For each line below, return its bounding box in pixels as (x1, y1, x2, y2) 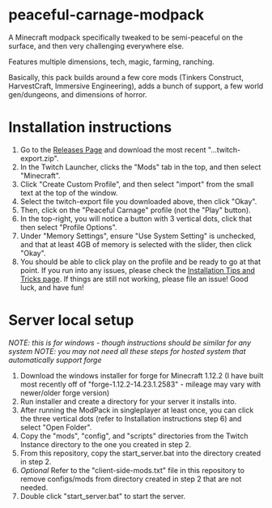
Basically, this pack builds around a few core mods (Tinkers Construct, (8, 72, 244, 82)
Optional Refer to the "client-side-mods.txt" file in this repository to (19, 465, 245, 475)
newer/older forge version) (19, 387, 110, 398)
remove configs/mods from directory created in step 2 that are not (19, 474, 242, 484)
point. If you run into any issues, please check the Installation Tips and (19, 265, 255, 275)
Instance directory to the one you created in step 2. (19, 439, 192, 449)
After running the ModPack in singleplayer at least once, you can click (19, 405, 254, 415)
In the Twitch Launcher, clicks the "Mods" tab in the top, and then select (19, 162, 261, 172)
